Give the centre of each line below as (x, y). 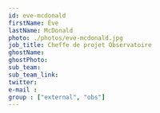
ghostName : (26, 53)
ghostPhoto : (28, 60)
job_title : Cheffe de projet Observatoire (80, 45)
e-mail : (23, 90)
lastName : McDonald (41, 30)
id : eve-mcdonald (37, 16)
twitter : (23, 82)
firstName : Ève (34, 23)
